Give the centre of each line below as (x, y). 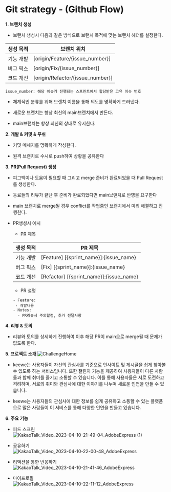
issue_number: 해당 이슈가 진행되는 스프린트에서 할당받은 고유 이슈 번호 (73, 91)
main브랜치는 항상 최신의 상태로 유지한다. (54, 123)
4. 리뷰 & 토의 (19, 325)
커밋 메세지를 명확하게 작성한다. (44, 145)
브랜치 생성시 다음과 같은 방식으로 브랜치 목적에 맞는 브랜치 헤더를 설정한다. (88, 35)
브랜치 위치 (73, 49)
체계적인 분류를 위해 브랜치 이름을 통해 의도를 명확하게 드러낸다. (76, 101)
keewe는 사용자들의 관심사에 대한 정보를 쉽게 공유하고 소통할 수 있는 (81, 401)
